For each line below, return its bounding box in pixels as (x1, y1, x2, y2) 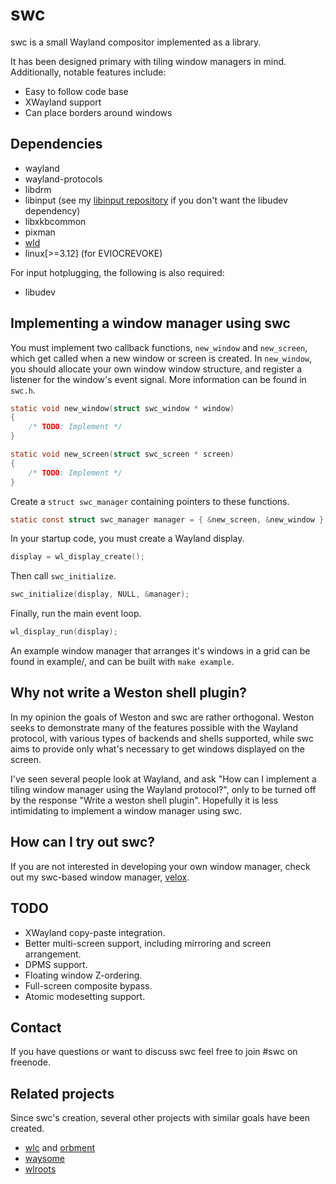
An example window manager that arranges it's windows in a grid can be (10, 645, 311, 657)
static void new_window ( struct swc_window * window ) (10, 403, 235, 413)
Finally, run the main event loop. (10, 608, 142, 620)
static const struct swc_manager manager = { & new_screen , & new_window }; (10, 514, 329, 525)
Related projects (10, 1085, 115, 1102)
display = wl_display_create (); (10, 552, 145, 562)
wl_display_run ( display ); (10, 627, 118, 637)
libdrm (24, 183, 52, 195)
